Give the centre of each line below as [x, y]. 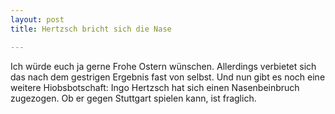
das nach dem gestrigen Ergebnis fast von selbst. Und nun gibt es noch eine [168, 77]
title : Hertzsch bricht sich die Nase [91, 29]
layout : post [37, 19]
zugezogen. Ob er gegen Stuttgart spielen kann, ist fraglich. [133, 98]
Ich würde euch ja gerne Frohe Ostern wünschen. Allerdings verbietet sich [163, 66]
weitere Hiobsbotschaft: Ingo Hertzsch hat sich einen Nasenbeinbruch [155, 87]
